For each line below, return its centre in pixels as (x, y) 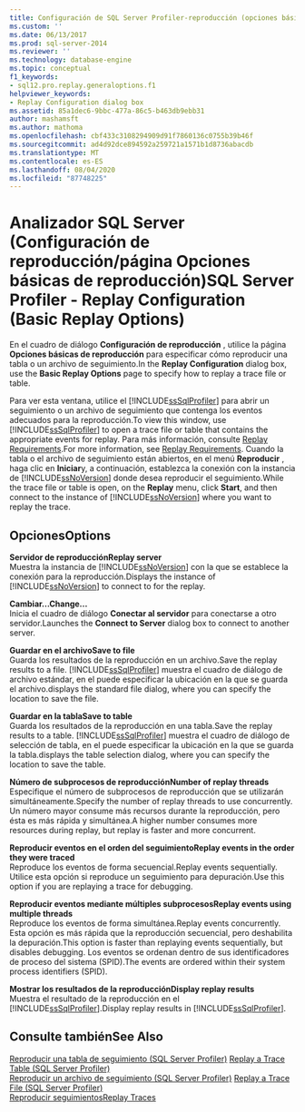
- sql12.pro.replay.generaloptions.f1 (83, 85)
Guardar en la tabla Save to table (71, 716)
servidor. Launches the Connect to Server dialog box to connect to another (149, 623)
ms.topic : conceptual (50, 69)
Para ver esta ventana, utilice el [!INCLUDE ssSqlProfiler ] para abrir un (139, 401)
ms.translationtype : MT (54, 153)
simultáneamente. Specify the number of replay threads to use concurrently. (151, 801)
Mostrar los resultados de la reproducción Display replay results (132, 989)
